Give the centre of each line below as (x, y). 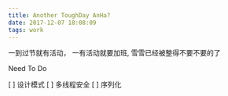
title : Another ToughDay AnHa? (59, 15)
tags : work (26, 30)
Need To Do (28, 69)
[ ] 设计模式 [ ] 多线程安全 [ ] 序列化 (65, 85)
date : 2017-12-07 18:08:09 (52, 23)
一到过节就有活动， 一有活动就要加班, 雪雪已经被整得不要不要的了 (114, 53)
